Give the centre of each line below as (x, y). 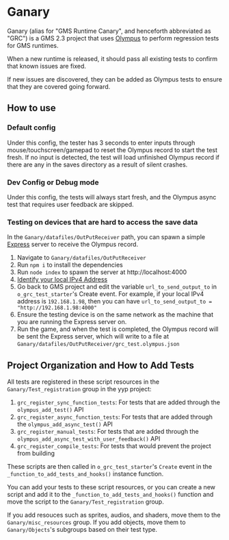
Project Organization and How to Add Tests (101, 365)
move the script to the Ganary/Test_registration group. (85, 502)
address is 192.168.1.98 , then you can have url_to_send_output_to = (114, 302)
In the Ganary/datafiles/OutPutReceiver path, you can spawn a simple (106, 237)
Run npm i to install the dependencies (70, 265)
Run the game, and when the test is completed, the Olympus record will (118, 329)
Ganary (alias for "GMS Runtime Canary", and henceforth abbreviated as (109, 31)
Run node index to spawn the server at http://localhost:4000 (102, 272)
